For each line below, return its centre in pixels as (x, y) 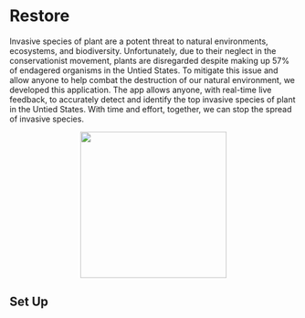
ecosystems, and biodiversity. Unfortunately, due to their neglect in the (143, 50)
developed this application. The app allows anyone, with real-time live (141, 90)
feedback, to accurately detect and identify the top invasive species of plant (152, 99)
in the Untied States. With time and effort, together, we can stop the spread (151, 109)
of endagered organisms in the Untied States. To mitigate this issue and (144, 70)
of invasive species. (47, 119)
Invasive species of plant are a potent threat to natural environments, (139, 41)
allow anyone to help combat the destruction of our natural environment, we (152, 79)
